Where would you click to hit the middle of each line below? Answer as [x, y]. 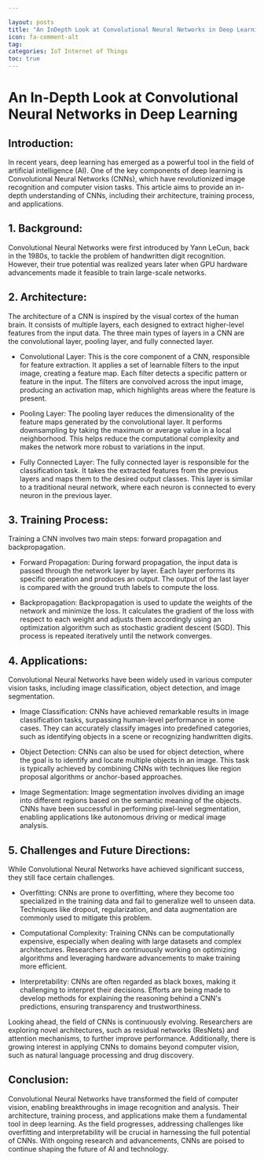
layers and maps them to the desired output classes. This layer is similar [136, 478]
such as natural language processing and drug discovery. [101, 1055]
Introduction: [41, 143]
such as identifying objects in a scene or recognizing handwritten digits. [136, 737]
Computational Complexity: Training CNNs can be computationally [127, 933]
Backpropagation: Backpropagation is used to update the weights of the [136, 602]
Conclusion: [38, 1080]
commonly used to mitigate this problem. [86, 918]
